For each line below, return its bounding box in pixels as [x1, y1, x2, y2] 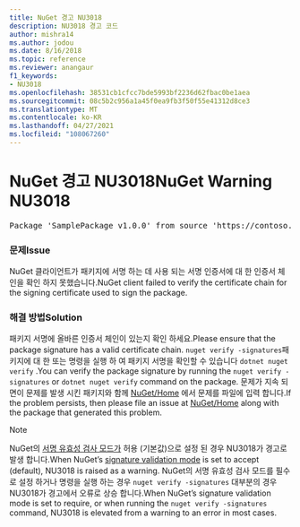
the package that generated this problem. [9, 407, 163, 418]
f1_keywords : [9, 72, 58, 81]
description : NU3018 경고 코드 [9, 22, 119, 30]
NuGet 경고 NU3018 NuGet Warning [9, 171, 273, 192]
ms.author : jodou [9, 38, 74, 48]
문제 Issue [9, 244, 51, 256]
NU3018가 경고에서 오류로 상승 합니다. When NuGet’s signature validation [9, 488, 271, 498]
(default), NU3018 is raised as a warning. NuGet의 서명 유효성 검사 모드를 [9, 465, 274, 476]
